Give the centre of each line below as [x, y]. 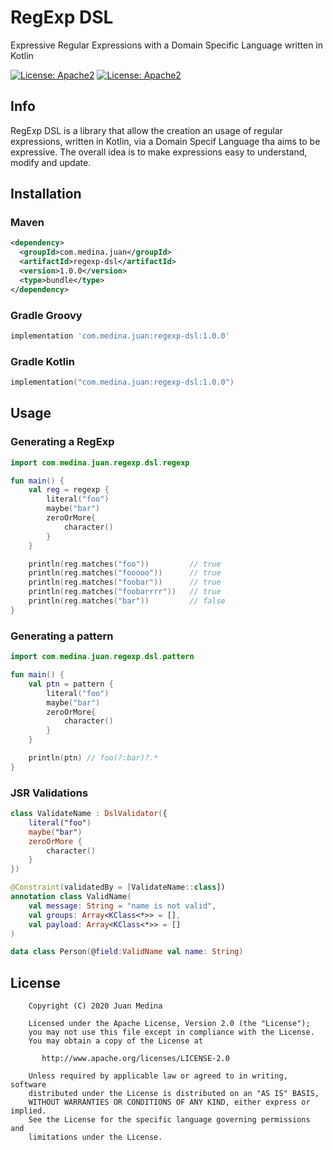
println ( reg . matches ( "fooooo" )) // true [125, 573]
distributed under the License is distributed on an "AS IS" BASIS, [174, 1094]
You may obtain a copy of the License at [115, 1041]
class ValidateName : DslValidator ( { [89, 814]
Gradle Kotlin [42, 361]
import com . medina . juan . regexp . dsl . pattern [102, 657]
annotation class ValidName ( [71, 897]
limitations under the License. [95, 1137]
